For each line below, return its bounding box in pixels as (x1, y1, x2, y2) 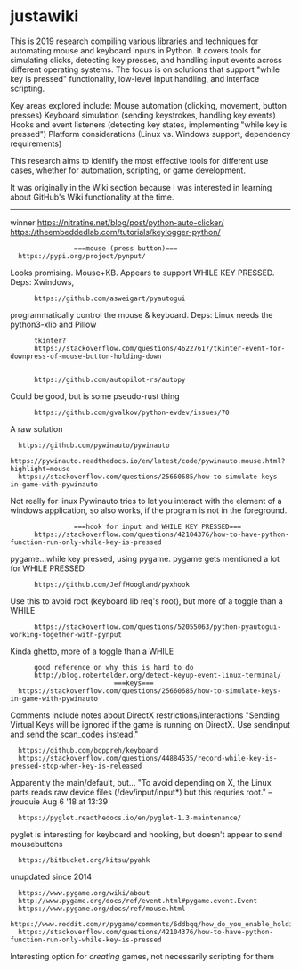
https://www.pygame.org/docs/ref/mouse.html (18, 904, 186, 913)
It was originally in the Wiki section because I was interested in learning (10, 182, 272, 192)
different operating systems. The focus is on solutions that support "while (10, 64, 280, 75)
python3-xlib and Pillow (10, 319, 97, 330)
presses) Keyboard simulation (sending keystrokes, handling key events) (10, 110, 277, 120)
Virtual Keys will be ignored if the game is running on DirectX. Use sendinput (10, 719, 291, 730)
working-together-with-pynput (10, 630, 123, 639)
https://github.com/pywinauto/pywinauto (18, 441, 170, 450)
